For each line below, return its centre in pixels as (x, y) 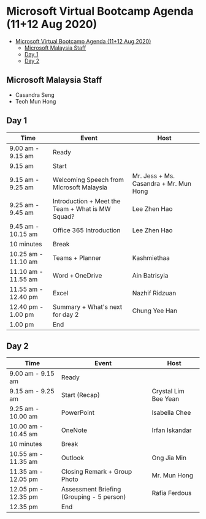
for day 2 (66, 314)
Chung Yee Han (155, 311)
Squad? (63, 216)
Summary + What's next (87, 306)
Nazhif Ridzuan (154, 293)
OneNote (74, 430)
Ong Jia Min (169, 458)
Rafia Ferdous (172, 493)
